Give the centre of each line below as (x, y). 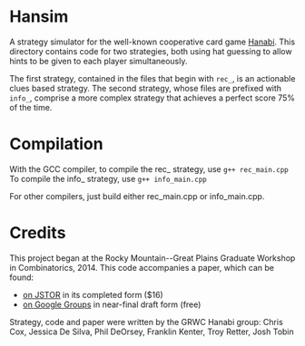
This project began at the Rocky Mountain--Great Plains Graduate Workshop (152, 258)
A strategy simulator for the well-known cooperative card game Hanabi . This (152, 42)
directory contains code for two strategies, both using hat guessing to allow (151, 51)
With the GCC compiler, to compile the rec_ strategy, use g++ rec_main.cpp (149, 168)
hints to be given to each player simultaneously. (98, 61)
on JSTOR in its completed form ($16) (93, 294)
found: (22, 277)
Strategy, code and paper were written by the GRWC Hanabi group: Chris (146, 322)
